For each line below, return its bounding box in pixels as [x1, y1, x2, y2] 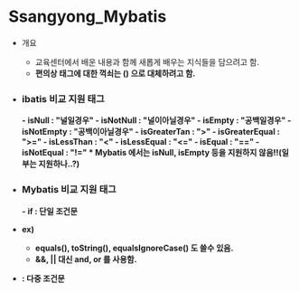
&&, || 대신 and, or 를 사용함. [34, 253, 137, 264]
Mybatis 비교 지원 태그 [21, 184, 117, 196]
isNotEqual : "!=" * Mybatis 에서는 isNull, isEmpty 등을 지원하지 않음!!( [21, 147, 282, 158]
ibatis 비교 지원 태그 [21, 92, 105, 105]
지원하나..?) [38, 158, 80, 169]
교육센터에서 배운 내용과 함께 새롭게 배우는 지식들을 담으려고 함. [34, 56, 259, 67]
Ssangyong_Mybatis [8, 6, 167, 27]
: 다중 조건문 [21, 273, 65, 284]
